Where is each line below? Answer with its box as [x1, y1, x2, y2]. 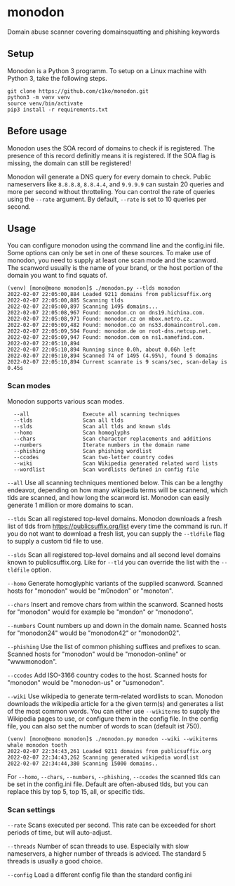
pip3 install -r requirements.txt [7, 106, 109, 113]
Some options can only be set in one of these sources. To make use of [7, 249, 211, 257]
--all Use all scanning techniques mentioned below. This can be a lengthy [7, 478, 223, 487]
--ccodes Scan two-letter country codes [13, 454, 174, 461]
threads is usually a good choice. [7, 856, 103, 865]
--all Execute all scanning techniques [13, 411, 180, 418]
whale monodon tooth [7, 741, 68, 749]
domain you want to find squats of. [7, 271, 107, 280]
